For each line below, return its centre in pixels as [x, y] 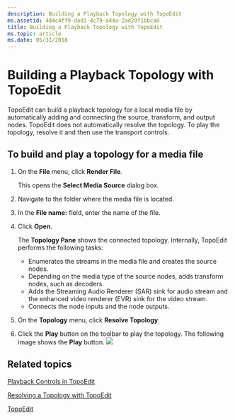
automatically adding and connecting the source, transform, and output [111, 117]
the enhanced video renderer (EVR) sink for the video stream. [118, 298]
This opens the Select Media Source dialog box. [88, 185]
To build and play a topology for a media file [105, 154]
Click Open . [35, 226]
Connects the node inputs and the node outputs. [99, 306]
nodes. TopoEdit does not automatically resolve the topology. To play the [114, 125]
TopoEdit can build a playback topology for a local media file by [100, 110]
